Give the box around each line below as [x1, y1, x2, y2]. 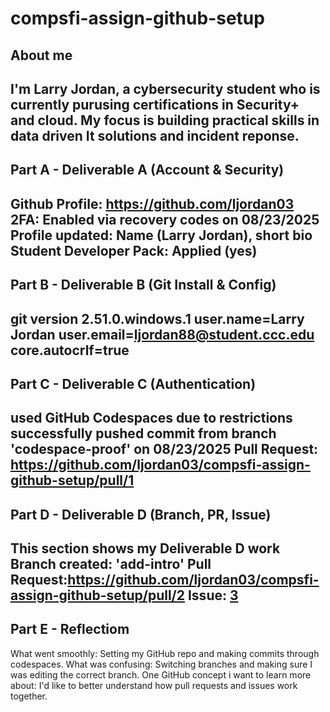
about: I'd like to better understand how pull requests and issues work [10, 679, 298, 691]
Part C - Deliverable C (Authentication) [10, 375, 257, 392]
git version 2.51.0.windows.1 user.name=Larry [10, 310, 305, 327]
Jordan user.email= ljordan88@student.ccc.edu [10, 326, 315, 343]
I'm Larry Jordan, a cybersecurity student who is [10, 80, 321, 97]
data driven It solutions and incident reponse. [10, 127, 300, 144]
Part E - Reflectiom [10, 621, 130, 638]
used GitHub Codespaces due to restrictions [10, 410, 293, 427]
